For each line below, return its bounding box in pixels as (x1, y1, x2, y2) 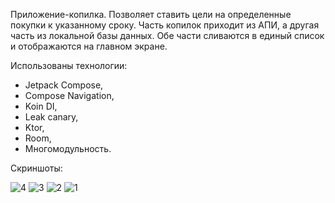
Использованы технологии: (10, 60, 128, 71)
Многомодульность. (24, 143, 112, 154)
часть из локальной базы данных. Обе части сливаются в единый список (10, 30, 325, 41)
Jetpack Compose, (24, 79, 104, 91)
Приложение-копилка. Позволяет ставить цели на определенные (10, 9, 292, 20)
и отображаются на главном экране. (10, 40, 168, 52)
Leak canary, (24, 111, 79, 123)
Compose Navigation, (24, 90, 115, 101)
